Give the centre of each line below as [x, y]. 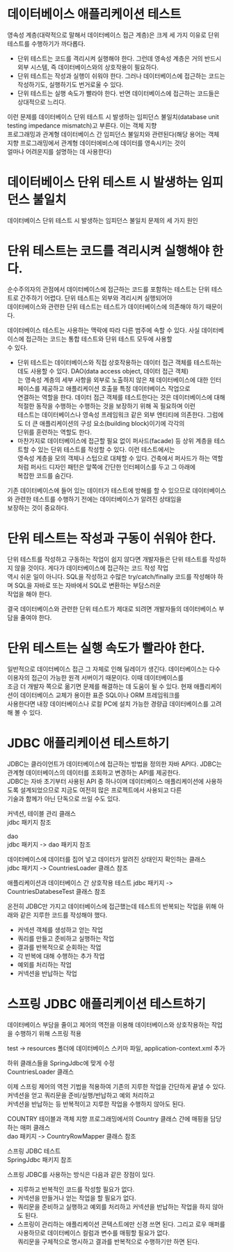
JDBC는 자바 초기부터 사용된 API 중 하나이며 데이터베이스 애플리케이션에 [105, 781]
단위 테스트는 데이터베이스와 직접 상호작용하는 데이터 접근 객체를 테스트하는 [120, 362]
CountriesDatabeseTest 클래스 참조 [57, 891]
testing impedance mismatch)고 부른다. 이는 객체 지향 [82, 125]
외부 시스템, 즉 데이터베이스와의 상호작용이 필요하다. [88, 67]
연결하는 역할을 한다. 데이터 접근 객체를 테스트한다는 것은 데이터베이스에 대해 [121, 397]
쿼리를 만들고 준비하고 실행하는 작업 [66, 938]
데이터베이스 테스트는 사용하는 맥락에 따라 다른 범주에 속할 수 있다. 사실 [104, 330]
